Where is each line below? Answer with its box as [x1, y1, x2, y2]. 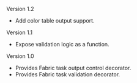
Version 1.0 [6, 52, 34, 60]
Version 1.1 [6, 29, 32, 36]
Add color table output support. [15, 17, 95, 24]
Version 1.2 [6, 5, 35, 12]
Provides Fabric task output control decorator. [15, 64, 131, 71]
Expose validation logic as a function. [15, 41, 109, 48]
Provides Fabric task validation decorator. [15, 71, 120, 78]
